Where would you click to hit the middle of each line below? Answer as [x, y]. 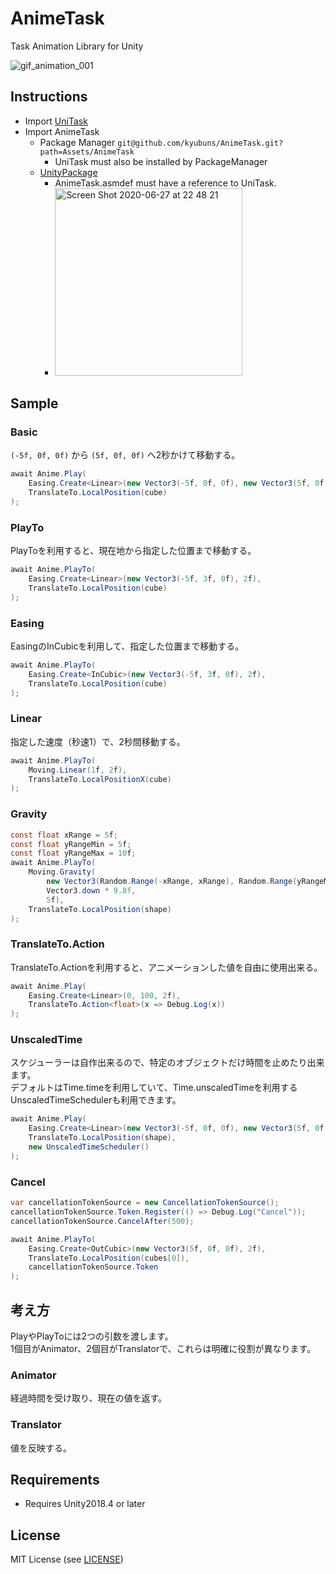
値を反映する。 [41, 1448]
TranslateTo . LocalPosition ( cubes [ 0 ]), [109, 1258]
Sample [34, 403]
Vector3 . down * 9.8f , [91, 890]
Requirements [55, 1479]
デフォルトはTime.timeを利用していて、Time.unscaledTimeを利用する [154, 1088]
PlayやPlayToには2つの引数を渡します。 [92, 1336]
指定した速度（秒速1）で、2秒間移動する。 [98, 741]
